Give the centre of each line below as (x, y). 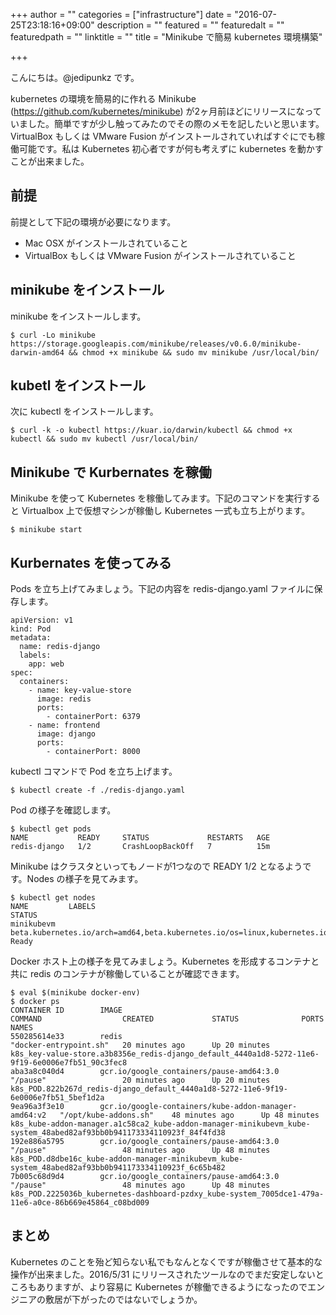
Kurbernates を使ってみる (91, 562)
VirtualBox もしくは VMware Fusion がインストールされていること (160, 255)
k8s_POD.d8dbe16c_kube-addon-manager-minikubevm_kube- (127, 1159)
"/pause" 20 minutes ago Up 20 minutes (140, 1080)
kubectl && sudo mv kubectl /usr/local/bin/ (104, 439)
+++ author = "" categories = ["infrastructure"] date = (121, 14)
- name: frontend (64, 725)
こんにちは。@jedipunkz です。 (75, 77)
